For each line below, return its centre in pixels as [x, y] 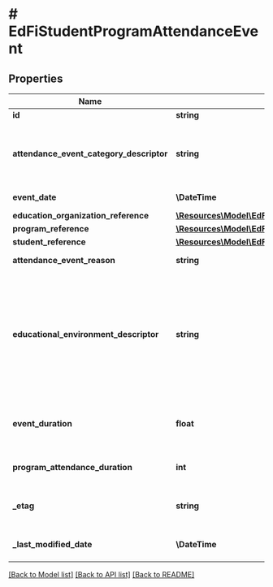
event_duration [43, 423]
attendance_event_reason [64, 260]
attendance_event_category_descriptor [90, 153]
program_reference [51, 229]
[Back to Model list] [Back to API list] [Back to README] [102, 574]
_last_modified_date [52, 544]
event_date [35, 197]
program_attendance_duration [72, 467]
